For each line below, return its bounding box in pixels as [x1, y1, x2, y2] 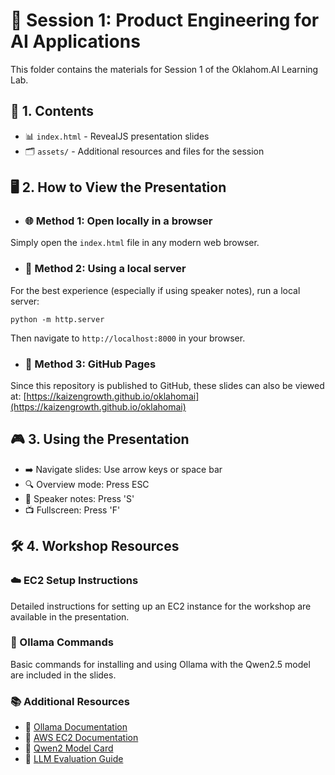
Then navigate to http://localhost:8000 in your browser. [10, 332, 246, 344]
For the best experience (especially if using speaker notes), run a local [10, 284, 301, 296]
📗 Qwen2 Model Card [24, 742, 114, 754]
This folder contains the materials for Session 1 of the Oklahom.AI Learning [10, 63, 319, 75]
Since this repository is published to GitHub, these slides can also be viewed [10, 380, 325, 392]
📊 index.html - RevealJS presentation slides [24, 130, 210, 142]
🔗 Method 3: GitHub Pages [24, 357, 157, 371]
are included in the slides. [10, 669, 117, 681]
